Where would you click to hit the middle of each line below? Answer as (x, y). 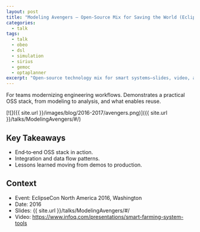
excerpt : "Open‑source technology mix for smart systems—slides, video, (98, 78)
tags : (13, 34)
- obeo (20, 45)
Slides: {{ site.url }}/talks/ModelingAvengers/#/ (72, 210)
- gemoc (21, 67)
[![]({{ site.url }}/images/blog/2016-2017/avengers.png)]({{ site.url (87, 113)
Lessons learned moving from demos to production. (78, 165)
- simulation (28, 56)
